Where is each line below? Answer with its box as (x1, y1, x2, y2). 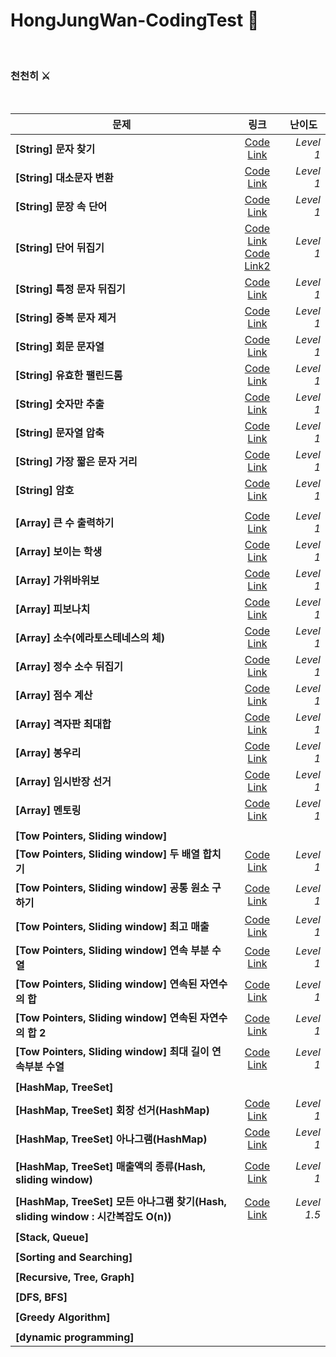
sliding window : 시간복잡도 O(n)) (15, 1210, 172, 1224)
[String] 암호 (15, 484, 75, 498)
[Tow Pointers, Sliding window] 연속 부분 (15, 944, 210, 958)
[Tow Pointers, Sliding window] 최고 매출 (15, 920, 210, 934)
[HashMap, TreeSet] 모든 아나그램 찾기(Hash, (15, 1195, 227, 1209)
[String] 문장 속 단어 (15, 200, 108, 214)
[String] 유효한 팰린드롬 (15, 369, 123, 383)
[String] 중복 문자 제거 (15, 311, 117, 325)
